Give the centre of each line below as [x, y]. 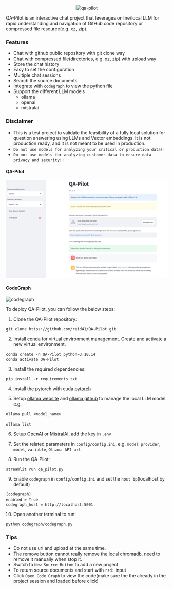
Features [17, 42]
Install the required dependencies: [50, 369]
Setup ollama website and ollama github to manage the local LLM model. [90, 399]
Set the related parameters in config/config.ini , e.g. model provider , [87, 444]
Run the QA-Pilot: [32, 459]
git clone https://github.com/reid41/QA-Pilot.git [61, 329]
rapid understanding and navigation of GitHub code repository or [74, 23]
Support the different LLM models [49, 91]
